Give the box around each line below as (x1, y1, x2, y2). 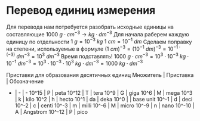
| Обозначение (6, 78, 44, 85)
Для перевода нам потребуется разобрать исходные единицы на (6, 23, 174, 30)
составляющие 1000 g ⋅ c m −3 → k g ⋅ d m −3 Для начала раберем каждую (6, 29, 189, 38)
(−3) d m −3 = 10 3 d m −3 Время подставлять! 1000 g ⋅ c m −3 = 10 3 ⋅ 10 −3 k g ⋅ (6, 51, 189, 60)
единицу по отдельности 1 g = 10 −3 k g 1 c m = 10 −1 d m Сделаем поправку (6, 37, 192, 45)
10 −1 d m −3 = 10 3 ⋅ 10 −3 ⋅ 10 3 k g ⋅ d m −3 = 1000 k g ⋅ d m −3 (6, 59, 143, 67)
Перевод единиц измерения (6, 4, 156, 17)
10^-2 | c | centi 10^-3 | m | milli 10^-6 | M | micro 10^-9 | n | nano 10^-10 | (14, 102, 195, 109)
